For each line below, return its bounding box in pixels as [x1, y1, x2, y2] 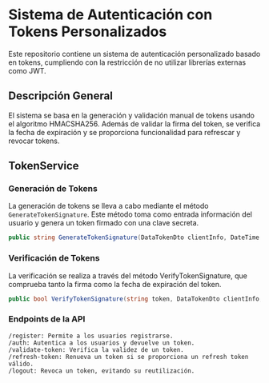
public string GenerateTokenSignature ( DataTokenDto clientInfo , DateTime [8, 233, 260, 241]
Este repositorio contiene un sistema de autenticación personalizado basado [8, 49, 261, 58]
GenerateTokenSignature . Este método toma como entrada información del [8, 209, 252, 219]
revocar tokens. [8, 136, 60, 146]
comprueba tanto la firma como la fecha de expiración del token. [8, 279, 222, 289]
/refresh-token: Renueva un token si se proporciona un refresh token [8, 353, 249, 361]
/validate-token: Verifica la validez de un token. [8, 345, 184, 353]
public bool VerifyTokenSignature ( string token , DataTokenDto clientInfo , [8, 294, 263, 303]
